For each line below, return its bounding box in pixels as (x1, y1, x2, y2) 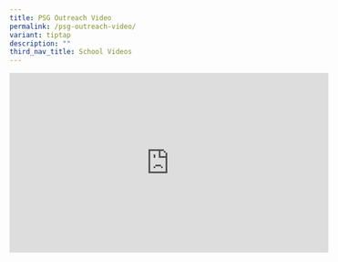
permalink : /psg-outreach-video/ (9, 22, 137, 31)
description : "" (9, 38, 71, 48)
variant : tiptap (9, 30, 71, 39)
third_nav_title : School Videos (9, 47, 132, 57)
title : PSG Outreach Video (9, 13, 112, 23)
